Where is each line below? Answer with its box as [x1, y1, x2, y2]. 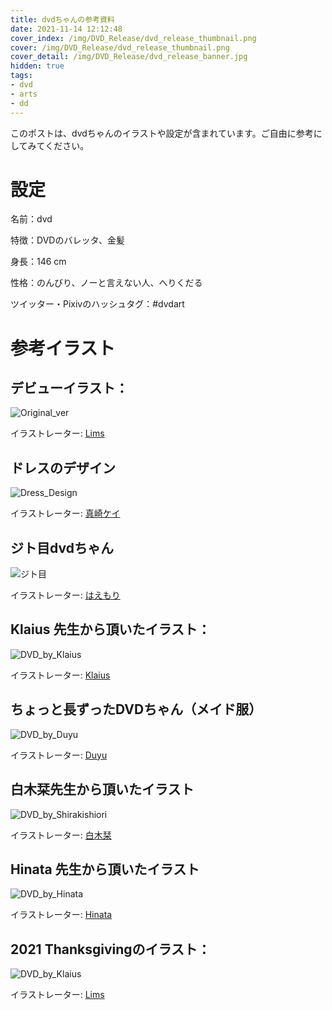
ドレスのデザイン [10, 459, 116, 476]
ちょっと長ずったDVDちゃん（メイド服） [10, 701, 263, 718]
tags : [10, 71, 33, 81]
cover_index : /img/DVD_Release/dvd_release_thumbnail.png [10, 33, 257, 43]
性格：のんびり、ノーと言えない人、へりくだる [10, 277, 203, 289]
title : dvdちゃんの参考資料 [10, 14, 115, 25]
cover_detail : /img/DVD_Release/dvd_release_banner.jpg [10, 52, 248, 62]
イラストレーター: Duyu [10, 749, 108, 761]
